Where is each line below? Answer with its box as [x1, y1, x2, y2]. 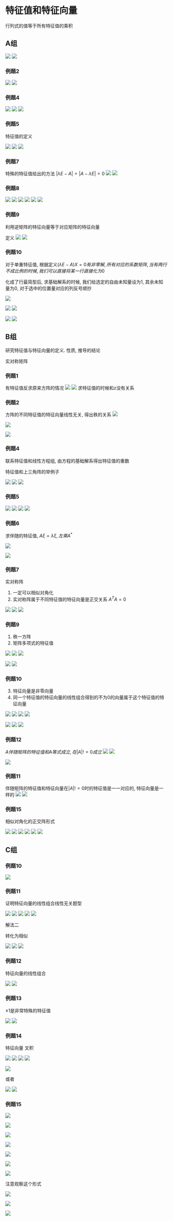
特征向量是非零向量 [12, 688, 54, 694]
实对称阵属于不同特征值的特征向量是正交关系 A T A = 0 [12, 595, 127, 602]
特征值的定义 [5, 133, 32, 139]
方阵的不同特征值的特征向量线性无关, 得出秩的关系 [5, 412, 111, 418]
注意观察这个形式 [5, 1181, 42, 1187]
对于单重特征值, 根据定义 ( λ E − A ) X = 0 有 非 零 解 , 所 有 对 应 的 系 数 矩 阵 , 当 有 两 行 [5, 261, 167, 267]
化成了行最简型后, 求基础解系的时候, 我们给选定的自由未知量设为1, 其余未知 [5, 279, 163, 285]
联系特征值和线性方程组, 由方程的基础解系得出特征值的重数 [5, 458, 129, 464]
